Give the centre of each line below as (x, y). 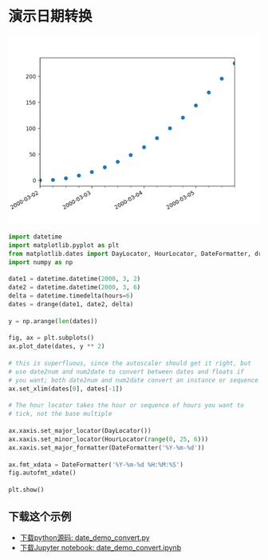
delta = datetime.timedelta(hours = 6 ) (71, 296)
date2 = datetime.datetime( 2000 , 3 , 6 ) (75, 288)
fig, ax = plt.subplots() (51, 338)
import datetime (35, 237)
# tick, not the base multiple (60, 414)
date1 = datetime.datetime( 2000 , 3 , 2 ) (75, 279)
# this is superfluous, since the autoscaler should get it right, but (130, 364)
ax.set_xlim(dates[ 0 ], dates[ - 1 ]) (66, 389)
